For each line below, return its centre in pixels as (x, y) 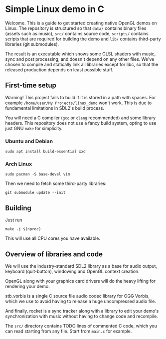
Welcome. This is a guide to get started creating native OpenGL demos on (81, 23)
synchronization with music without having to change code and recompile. (82, 316)
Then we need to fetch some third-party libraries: (56, 183)
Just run (14, 220)
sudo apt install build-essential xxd (45, 152)
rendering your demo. (27, 286)
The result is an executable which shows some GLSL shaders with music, (81, 54)
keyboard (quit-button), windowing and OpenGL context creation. (72, 271)
